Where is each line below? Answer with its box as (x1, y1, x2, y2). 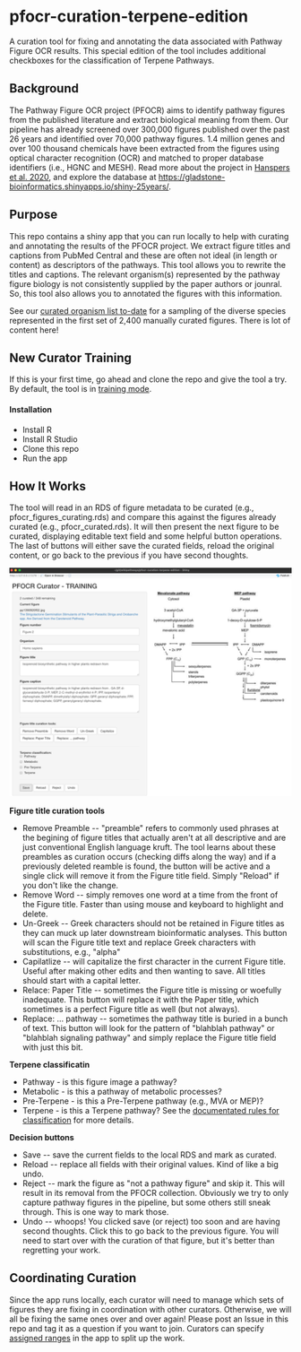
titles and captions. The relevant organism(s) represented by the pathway (9, 269, 280, 280)
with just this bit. (21, 1042, 83, 1053)
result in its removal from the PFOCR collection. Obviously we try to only (21, 1187, 289, 1198)
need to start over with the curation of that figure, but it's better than (21, 1235, 275, 1245)
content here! (9, 325, 59, 335)
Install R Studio (21, 433, 78, 445)
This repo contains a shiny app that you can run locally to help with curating (9, 230, 289, 241)
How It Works (9, 478, 87, 494)
